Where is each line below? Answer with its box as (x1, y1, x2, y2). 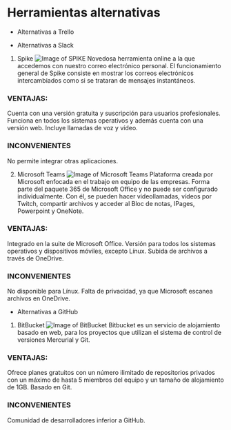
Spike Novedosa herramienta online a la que (17, 54, 195, 63)
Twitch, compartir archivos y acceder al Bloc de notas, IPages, (17, 199, 195, 207)
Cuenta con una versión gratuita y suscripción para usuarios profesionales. (7, 109, 221, 118)
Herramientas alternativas (7, 5, 161, 21)
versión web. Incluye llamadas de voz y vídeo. (7, 124, 138, 132)
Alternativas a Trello (17, 28, 74, 36)
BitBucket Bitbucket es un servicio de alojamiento (17, 321, 221, 329)
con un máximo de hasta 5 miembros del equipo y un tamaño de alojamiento (7, 376, 224, 384)
